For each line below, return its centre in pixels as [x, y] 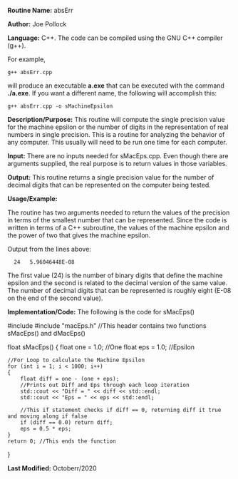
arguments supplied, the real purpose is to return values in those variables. [118, 164]
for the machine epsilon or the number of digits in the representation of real [118, 127]
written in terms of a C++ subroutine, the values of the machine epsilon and [118, 228]
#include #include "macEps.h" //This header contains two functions [107, 326]
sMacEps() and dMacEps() [46, 333]
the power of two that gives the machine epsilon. [79, 235]
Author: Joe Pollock [37, 24]
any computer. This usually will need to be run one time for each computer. [117, 142]
